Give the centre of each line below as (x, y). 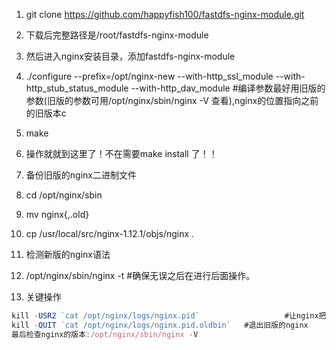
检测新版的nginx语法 (68, 254)
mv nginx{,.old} (57, 214)
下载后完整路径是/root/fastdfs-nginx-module (117, 35)
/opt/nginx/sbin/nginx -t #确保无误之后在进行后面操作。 (140, 275)
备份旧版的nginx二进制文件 (81, 175)
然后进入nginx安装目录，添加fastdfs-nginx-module (130, 56)
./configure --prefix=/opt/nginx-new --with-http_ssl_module (149, 76)
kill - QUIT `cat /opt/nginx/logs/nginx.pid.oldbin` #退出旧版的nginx (160, 325)
